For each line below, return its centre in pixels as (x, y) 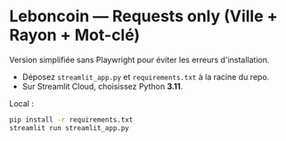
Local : (21, 103)
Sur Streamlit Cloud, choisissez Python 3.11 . (102, 86)
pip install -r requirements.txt (71, 120)
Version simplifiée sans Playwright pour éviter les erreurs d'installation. (139, 59)
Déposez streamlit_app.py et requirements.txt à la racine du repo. (146, 76)
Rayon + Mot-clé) (75, 35)
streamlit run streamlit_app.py (69, 128)
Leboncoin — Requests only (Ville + (143, 16)
